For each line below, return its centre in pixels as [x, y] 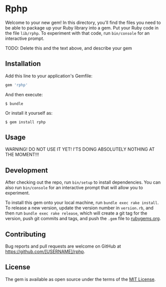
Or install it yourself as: [29, 113]
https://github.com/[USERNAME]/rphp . [45, 252]
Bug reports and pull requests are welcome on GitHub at [63, 246]
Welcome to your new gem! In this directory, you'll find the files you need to [83, 22]
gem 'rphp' [16, 85]
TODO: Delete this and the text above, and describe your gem [69, 48]
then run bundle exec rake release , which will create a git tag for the [76, 213]
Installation [23, 64]
